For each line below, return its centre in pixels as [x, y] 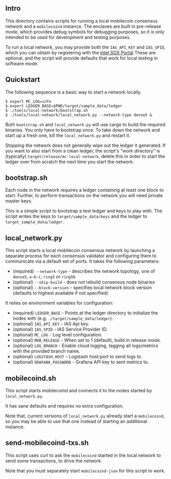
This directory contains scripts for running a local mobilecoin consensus [81, 21]
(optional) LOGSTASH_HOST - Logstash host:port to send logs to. [77, 357]
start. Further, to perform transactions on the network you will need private [84, 196]
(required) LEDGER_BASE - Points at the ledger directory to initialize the [85, 313]
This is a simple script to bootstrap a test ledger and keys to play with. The [84, 211]
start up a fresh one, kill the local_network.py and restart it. [68, 135]
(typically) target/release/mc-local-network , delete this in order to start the [85, 156]
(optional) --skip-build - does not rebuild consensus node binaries [84, 282]
